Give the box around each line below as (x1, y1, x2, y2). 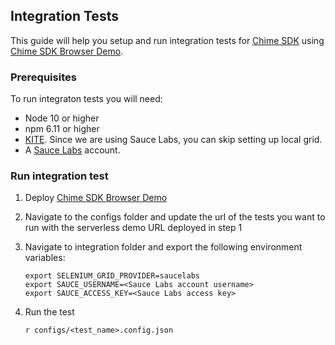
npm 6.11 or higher (24, 123, 100, 135)
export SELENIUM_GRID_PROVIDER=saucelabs (24, 271, 200, 281)
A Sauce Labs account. (24, 144, 121, 156)
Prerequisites (10, 70, 77, 84)
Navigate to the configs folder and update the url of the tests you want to (24, 211, 326, 223)
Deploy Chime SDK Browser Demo (24, 192, 168, 204)
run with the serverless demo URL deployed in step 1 (24, 222, 243, 234)
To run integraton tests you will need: (10, 93, 163, 105)
